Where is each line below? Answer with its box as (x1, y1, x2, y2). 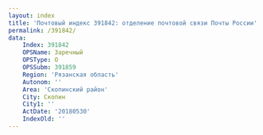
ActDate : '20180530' (22, 108, 91, 116)
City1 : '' (22, 100, 56, 108)
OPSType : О (22, 56, 59, 64)
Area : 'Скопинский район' (22, 85, 109, 94)
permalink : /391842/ (8, 26, 77, 34)
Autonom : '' (22, 78, 62, 86)
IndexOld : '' (22, 115, 66, 123)
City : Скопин (22, 93, 66, 101)
